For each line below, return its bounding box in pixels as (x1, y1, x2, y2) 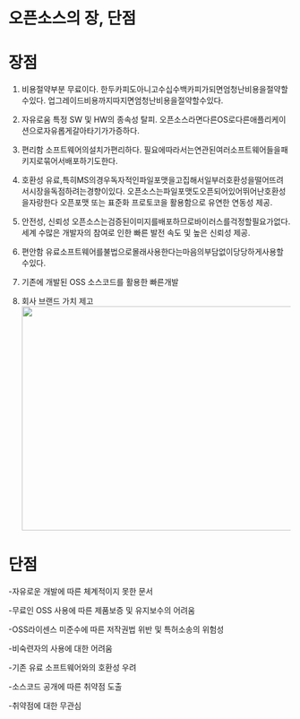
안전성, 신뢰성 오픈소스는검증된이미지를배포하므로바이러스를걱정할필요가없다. (21, 216, 291, 227)
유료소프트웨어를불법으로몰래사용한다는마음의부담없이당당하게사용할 (45, 247, 284, 257)
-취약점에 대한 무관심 (8, 700, 82, 711)
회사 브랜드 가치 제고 (21, 296, 94, 307)
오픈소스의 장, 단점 (8, 8, 136, 29)
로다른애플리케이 (227, 114, 287, 126)
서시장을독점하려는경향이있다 (21, 186, 124, 197)
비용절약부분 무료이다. (21, 84, 99, 95)
